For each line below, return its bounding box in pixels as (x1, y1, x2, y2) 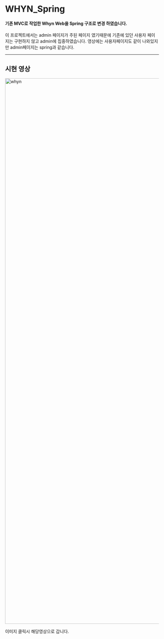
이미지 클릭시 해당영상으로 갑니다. (5, 629, 69, 635)
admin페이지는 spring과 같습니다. (10, 44, 75, 50)
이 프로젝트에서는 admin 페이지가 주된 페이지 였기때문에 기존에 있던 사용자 (5, 32, 146, 38)
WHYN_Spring (5, 3, 65, 15)
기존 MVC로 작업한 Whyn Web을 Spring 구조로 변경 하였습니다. (5, 21, 127, 26)
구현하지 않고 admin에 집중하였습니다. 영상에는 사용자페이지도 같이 (14, 38, 142, 44)
